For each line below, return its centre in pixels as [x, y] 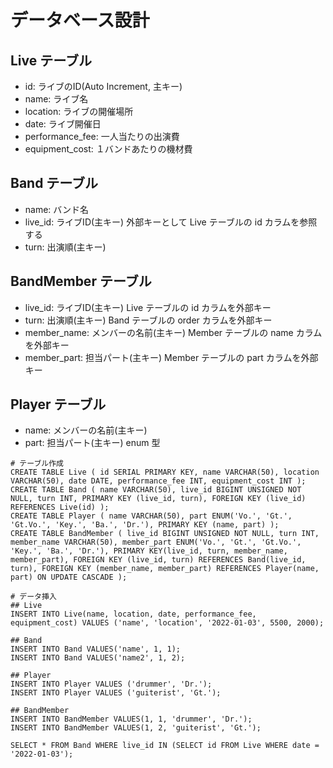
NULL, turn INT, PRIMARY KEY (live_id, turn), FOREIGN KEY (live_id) [158, 499]
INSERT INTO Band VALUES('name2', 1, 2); [98, 658]
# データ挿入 [33, 597]
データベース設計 [80, 20]
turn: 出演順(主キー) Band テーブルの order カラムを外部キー [148, 320]
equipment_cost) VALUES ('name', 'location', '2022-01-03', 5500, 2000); [167, 623]
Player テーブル [58, 404]
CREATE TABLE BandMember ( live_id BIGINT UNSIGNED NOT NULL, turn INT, [165, 534]
